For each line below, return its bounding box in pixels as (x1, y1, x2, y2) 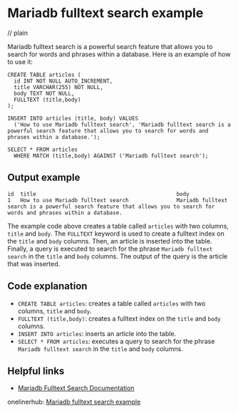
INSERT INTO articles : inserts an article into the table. (17, 329, 177, 338)
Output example (7, 172, 81, 184)
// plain (7, 28, 29, 37)
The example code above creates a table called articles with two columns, (7, 221, 229, 230)
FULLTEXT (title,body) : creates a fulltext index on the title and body (17, 314, 221, 323)
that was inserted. (7, 259, 61, 268)
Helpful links (7, 365, 65, 377)
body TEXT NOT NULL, (14, 90, 75, 97)
